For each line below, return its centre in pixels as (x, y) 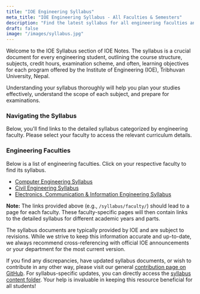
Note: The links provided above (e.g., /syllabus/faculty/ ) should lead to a (98, 206)
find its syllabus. (26, 170)
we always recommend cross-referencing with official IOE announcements (98, 243)
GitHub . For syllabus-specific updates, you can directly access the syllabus (99, 273)
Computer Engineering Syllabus (54, 181)
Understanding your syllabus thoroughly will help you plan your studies (93, 88)
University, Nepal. (28, 76)
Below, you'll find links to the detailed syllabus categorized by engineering (97, 129)
